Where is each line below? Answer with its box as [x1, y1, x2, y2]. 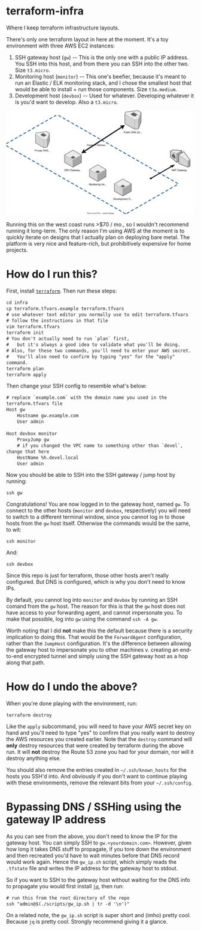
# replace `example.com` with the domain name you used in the [6, 395, 167, 401]
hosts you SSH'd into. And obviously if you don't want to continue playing [6, 772, 187, 780]
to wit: [6, 526, 22, 533]
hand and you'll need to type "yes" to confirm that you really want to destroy [6, 729, 195, 736]
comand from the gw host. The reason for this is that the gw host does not [6, 602, 185, 610]
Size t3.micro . [14, 66, 51, 73]
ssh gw [6, 490, 23, 496]
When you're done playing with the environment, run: [6, 700, 138, 707]
